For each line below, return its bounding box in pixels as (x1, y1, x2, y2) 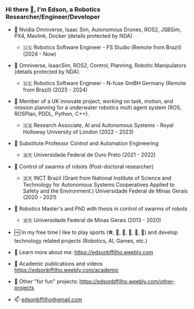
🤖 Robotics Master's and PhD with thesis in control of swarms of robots (14, 205, 188, 212)
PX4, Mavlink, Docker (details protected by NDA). (14, 32, 134, 40)
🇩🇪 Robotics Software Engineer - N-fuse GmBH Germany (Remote (22, 80, 186, 87)
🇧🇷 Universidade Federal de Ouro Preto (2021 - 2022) (22, 151, 156, 158)
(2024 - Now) (22, 50, 57, 58)
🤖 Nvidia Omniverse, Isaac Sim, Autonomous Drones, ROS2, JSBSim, (14, 26, 182, 33)
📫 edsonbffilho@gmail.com (14, 296, 83, 303)
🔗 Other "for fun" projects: (14, 278, 78, 285)
